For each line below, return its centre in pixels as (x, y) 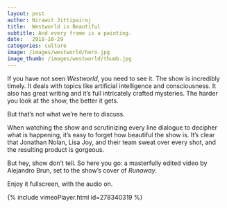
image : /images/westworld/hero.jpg (59, 53)
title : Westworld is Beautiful (54, 26)
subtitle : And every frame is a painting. (69, 33)
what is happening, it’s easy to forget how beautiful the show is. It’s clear (111, 135)
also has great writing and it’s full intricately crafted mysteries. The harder (113, 93)
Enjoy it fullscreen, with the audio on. (60, 184)
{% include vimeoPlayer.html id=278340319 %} (75, 197)
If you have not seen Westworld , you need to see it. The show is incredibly (113, 78)
